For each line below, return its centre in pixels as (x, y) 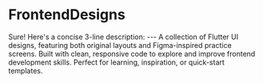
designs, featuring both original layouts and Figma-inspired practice (120, 45)
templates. (26, 70)
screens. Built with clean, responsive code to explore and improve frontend (132, 53)
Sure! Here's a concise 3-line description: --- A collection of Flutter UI (123, 37)
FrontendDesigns (67, 15)
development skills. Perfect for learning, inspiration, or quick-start (117, 62)
